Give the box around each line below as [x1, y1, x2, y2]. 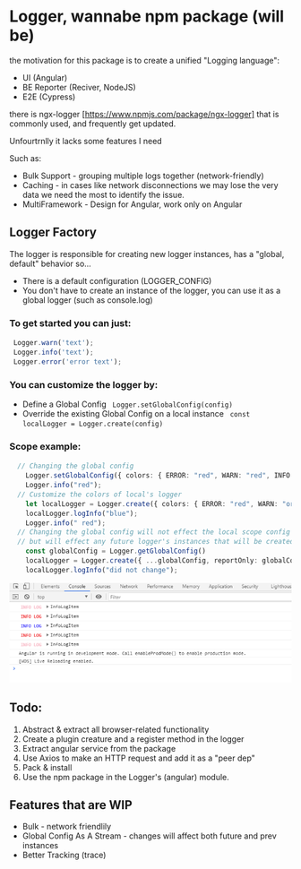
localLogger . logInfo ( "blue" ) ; [25, 509, 139, 518]
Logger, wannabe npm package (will [9, 6, 285, 27]
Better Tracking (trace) [21, 849, 107, 861]
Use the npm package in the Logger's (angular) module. [21, 771, 230, 782]
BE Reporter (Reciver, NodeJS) [21, 82, 136, 92]
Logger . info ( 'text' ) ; [13, 348, 94, 357]
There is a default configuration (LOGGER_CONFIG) [21, 275, 212, 286]
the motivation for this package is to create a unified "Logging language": [9, 55, 280, 65]
